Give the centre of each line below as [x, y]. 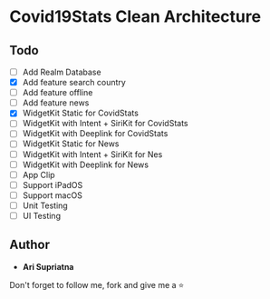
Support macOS [53, 195]
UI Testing [42, 215]
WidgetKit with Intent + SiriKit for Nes [92, 154]
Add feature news [56, 103]
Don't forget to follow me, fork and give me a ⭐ [97, 284]
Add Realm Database [62, 72]
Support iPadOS [53, 184]
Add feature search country [74, 83]
